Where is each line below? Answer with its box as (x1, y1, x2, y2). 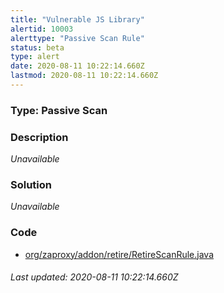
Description (10, 130, 69, 144)
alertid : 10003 (10, 24, 74, 34)
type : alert (10, 52, 60, 62)
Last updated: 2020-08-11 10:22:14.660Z (10, 271, 179, 283)
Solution (10, 178, 53, 192)
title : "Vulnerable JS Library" (10, 14, 145, 25)
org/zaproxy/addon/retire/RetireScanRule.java (24, 248, 215, 260)
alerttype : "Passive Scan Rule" (10, 33, 145, 43)
